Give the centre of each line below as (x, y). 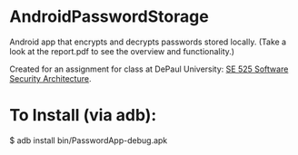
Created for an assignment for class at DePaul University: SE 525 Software (149, 69)
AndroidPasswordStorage (109, 17)
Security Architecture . (50, 78)
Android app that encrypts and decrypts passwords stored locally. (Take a (148, 42)
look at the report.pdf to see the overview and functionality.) (122, 51)
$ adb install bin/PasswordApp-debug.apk (89, 140)
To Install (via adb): (83, 116)
